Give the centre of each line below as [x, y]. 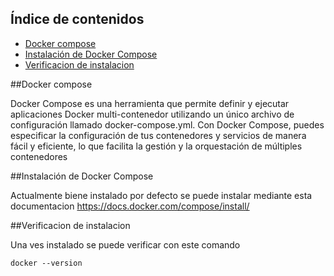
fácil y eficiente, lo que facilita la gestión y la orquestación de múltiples [156, 146]
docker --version [46, 263]
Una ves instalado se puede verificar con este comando [125, 244]
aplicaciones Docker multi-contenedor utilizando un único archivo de [152, 114]
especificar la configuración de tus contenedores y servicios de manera [158, 135]
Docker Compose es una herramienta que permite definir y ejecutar [150, 103]
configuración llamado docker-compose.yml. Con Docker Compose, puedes [167, 124]
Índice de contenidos [77, 19]
